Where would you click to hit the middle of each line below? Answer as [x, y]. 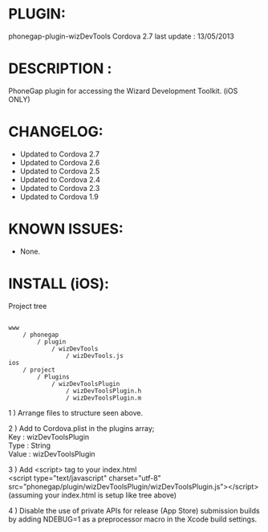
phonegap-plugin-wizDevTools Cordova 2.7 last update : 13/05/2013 [121, 36]
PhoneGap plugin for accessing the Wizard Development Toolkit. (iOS [123, 91]
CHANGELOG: [56, 132]
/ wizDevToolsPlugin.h [104, 391]
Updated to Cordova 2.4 [60, 179]
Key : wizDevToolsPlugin [49, 437]
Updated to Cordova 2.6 [60, 162]
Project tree [28, 306]
